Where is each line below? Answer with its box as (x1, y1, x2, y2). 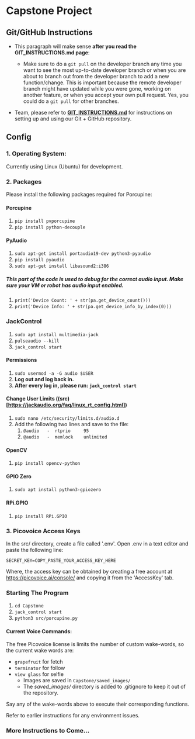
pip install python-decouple (14, 225, 86, 230)
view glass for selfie (14, 671, 64, 678)
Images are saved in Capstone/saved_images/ (23, 677, 131, 684)
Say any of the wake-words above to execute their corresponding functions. (6, 700, 190, 708)
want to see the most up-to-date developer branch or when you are (23, 67, 186, 74)
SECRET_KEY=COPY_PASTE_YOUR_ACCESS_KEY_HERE (6, 557, 116, 564)
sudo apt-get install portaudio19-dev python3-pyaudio (14, 251, 151, 257)
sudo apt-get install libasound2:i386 (14, 263, 109, 270)
